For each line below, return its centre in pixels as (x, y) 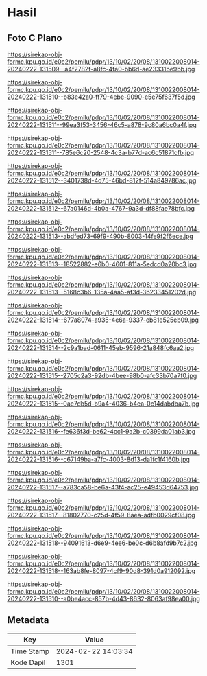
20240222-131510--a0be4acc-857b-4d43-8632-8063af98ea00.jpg (104, 599)
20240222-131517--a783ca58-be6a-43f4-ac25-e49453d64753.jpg (103, 487)
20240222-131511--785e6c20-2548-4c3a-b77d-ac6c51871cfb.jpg (100, 153)
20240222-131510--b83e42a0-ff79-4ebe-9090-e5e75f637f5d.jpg (101, 97)
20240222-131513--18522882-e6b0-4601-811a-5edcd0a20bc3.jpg (102, 264)
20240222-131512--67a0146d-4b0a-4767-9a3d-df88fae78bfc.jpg (101, 208)
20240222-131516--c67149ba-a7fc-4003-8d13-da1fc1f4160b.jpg (99, 459)
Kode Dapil (28, 662)
